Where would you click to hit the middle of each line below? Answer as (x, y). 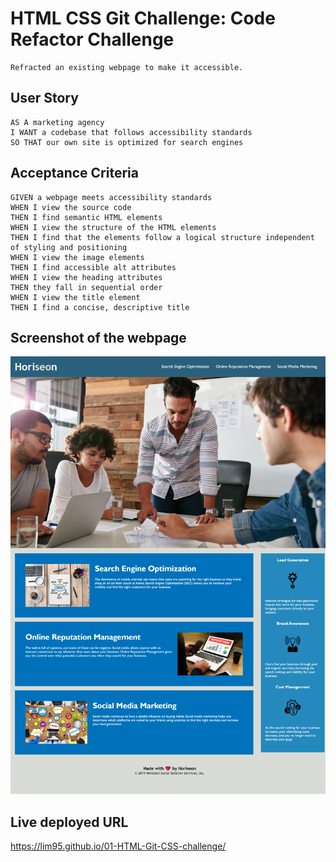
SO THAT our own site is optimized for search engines (127, 142)
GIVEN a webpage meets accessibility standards (111, 197)
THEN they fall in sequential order (86, 287)
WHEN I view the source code (71, 207)
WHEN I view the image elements (77, 257)
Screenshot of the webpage (98, 337)
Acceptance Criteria (74, 173)
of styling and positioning (69, 247)
